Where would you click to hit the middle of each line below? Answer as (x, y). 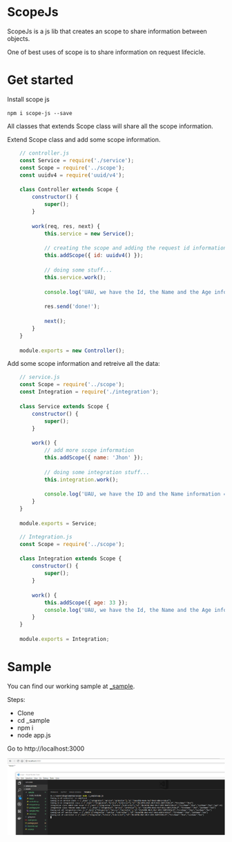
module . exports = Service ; (58, 523)
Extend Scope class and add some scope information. (84, 139)
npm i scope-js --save (40, 113)
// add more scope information (89, 450)
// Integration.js (46, 537)
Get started (40, 80)
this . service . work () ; (75, 277)
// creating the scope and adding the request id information (135, 248)
